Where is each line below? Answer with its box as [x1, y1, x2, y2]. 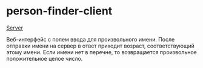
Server [6, 24, 23, 31]
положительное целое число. [6, 55, 83, 62]
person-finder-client [6, 4, 113, 18]
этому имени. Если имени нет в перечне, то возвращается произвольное [6, 48, 197, 55]
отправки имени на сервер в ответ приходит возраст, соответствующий [6, 42, 195, 49]
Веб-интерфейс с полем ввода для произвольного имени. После [6, 36, 175, 43]
